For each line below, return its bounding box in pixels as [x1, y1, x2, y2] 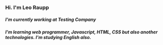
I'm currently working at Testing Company [5, 16, 96, 22]
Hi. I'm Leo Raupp [5, 4, 49, 11]
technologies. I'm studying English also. [5, 34, 92, 40]
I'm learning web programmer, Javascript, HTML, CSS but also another [5, 29, 158, 35]
